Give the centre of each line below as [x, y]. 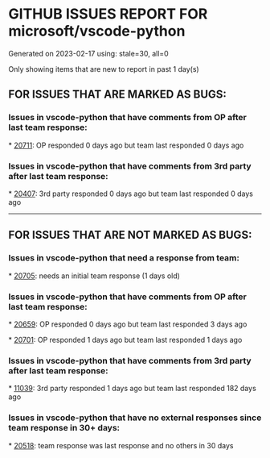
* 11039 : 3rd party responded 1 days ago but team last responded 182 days [133, 389]
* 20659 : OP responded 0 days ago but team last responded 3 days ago [128, 324]
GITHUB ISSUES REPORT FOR [108, 14]
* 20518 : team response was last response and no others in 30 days [121, 445]
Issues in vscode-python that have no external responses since [135, 418]
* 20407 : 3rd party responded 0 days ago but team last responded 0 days [131, 194]
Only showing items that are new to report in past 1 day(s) [104, 69]
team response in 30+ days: [64, 428]
